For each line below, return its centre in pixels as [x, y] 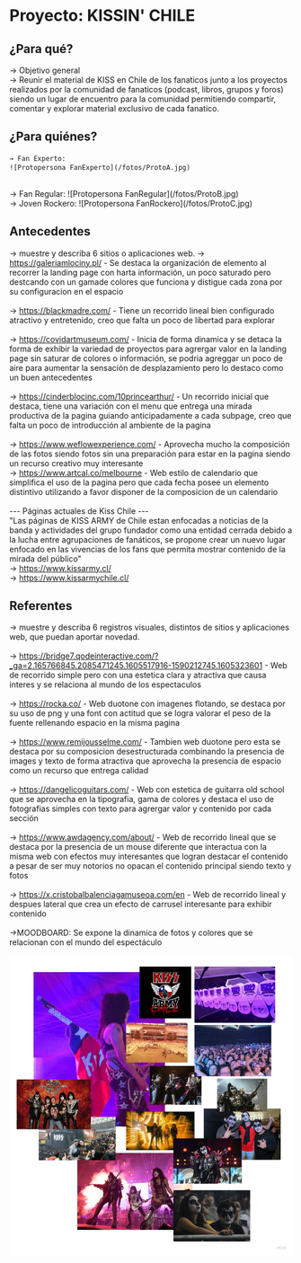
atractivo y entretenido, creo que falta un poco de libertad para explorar [142, 320]
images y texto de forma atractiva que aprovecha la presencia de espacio [145, 761]
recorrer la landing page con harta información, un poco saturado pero [140, 272]
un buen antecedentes [51, 377]
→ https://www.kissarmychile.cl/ [69, 578]
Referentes [41, 606]
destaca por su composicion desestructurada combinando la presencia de [147, 752]
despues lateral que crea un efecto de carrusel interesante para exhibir [141, 905]
